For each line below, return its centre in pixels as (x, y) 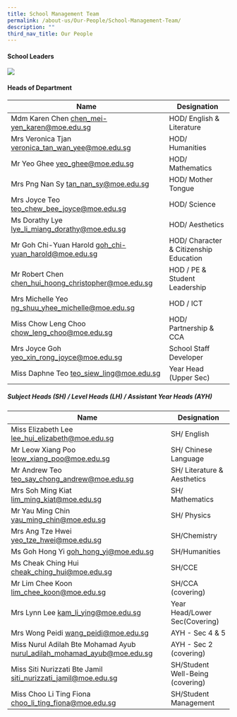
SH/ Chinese (192, 449)
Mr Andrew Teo (36, 470)
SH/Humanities (195, 551)
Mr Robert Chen (37, 274)
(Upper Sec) (189, 377)
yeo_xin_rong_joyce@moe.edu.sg (67, 357)
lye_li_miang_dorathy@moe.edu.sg (68, 229)
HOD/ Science (193, 204)
